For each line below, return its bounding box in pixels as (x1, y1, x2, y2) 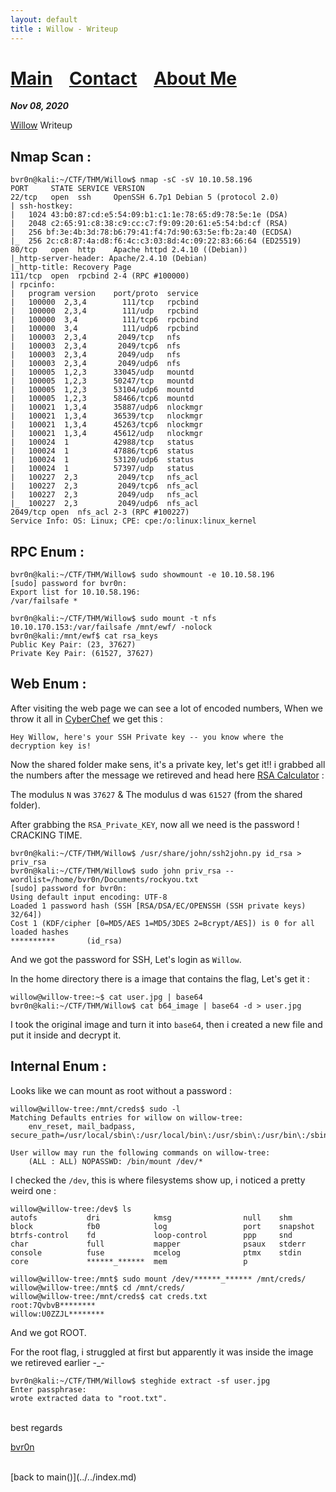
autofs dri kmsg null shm (10, 1212, 293, 1223)
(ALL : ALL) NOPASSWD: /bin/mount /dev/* (28, 1156, 203, 1166)
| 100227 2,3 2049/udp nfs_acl (10, 490, 199, 500)
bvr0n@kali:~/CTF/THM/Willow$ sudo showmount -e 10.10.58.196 (10, 570, 275, 580)
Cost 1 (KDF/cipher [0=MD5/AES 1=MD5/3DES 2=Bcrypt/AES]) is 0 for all (10, 918, 315, 928)
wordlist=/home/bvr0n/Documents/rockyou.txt (10, 874, 199, 885)
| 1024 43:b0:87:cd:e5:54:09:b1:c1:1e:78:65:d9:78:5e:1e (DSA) (10, 210, 288, 220)
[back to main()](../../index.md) (10, 1471, 137, 1483)
